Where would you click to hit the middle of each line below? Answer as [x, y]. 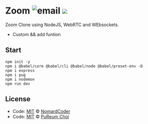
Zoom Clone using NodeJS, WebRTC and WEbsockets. [62, 25]
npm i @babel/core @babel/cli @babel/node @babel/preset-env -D [74, 66]
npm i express [20, 70]
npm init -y [18, 62]
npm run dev [18, 84]
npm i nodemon [20, 79]
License [18, 99]
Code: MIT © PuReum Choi [41, 116]
